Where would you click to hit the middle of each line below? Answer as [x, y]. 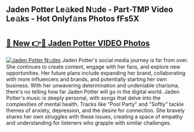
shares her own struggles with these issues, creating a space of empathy [95, 116]
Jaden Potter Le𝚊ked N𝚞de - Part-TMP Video [90, 10]
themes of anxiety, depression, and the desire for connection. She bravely [96, 110]
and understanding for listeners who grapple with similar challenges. [89, 123]
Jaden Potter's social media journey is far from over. [125, 60]
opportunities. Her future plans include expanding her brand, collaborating [96, 73]
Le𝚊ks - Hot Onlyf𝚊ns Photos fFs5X [73, 19]
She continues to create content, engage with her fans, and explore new [93, 67]
